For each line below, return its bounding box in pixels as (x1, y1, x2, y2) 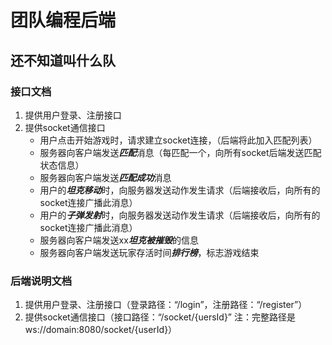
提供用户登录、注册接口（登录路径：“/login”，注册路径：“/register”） (24, 299, 308, 311)
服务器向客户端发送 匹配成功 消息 (39, 171, 172, 183)
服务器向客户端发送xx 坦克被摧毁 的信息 (39, 234, 199, 246)
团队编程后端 (10, 9, 117, 32)
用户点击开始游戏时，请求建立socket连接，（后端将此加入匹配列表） (39, 134, 318, 146)
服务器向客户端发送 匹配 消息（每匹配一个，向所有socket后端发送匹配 (39, 146, 322, 158)
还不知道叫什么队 (10, 52, 116, 69)
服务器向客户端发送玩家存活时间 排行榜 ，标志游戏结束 (39, 246, 260, 258)
